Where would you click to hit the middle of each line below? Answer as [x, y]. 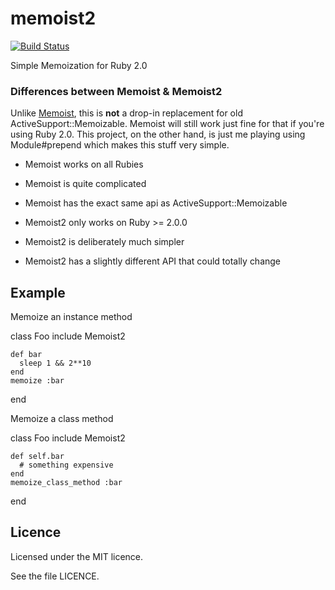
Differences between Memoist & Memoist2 [116, 91]
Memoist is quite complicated [85, 184]
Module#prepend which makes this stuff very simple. [120, 145]
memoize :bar [37, 381]
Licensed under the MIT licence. [77, 556]
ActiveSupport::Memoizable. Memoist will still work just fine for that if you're [167, 124]
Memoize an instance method [71, 317]
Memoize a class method [62, 419]
